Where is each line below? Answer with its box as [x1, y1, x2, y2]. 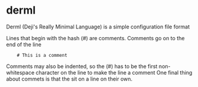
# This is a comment [17, 52, 68, 58]
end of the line [6, 41, 41, 48]
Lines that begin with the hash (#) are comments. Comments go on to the [6, 34, 185, 41]
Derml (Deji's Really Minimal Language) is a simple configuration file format [6, 23, 190, 30]
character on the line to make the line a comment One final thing [35, 69, 193, 76]
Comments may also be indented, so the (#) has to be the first [6, 63, 158, 70]
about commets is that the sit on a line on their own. [6, 75, 133, 82]
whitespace [6, 69, 34, 76]
